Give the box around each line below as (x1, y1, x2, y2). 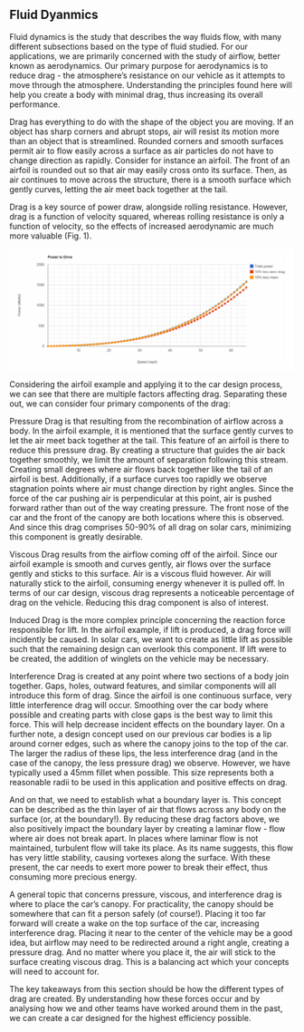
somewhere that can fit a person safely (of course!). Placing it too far (9, 909, 267, 920)
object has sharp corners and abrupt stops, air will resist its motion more (9, 126, 280, 137)
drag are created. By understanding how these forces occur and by (9, 993, 261, 1005)
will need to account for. (9, 966, 100, 978)
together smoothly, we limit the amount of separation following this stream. (9, 454, 289, 465)
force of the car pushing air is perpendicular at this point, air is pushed (9, 493, 272, 504)
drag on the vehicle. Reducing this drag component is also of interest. (9, 598, 270, 608)
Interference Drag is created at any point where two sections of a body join (9, 671, 290, 682)
